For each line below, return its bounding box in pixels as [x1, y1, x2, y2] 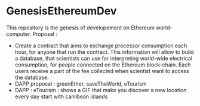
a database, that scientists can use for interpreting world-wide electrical [14, 54, 193, 62]
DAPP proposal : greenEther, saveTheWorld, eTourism [14, 80, 147, 87]
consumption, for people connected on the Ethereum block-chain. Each [14, 61, 191, 68]
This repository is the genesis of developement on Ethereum [6, 24, 155, 31]
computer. [6, 30, 32, 37]
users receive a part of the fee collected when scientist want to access [14, 67, 189, 74]
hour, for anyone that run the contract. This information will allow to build [14, 48, 194, 55]
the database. [14, 74, 49, 81]
